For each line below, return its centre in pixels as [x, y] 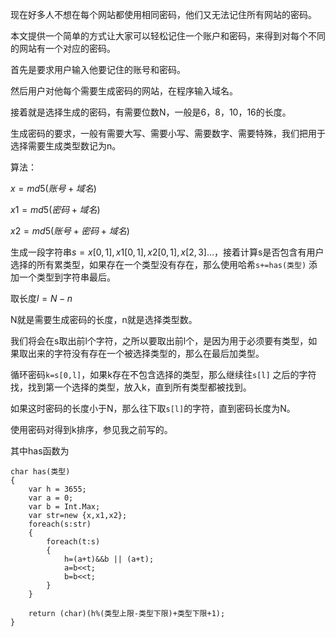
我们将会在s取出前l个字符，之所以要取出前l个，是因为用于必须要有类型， [159, 341]
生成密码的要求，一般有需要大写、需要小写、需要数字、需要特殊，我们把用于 [168, 133]
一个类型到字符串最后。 [67, 277]
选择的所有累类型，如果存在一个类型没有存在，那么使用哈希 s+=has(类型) [158, 264]
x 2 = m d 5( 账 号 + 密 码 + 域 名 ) [70, 231]
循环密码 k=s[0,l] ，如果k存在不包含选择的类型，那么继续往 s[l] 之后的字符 [163, 374]
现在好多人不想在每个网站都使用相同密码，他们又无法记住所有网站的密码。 [163, 14]
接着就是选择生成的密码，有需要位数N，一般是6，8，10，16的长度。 [151, 112]
